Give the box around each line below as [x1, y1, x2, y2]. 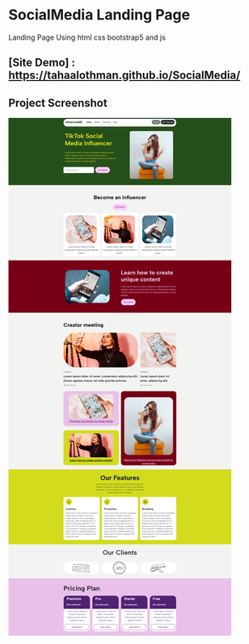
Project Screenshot [8, 95, 108, 110]
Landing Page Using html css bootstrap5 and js [8, 32, 166, 42]
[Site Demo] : [8, 56, 75, 70]
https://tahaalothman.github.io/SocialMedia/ [8, 69, 241, 83]
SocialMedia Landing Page [8, 6, 191, 24]
